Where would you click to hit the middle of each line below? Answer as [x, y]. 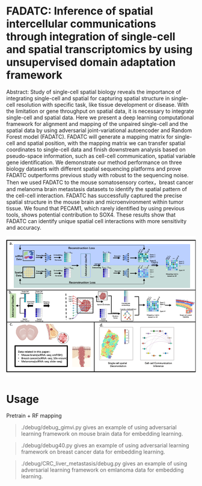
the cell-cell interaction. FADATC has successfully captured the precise [94, 195]
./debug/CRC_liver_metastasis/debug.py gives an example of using [104, 464]
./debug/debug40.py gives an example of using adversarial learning [105, 446]
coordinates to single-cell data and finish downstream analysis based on [96, 150]
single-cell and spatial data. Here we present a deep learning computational [100, 117]
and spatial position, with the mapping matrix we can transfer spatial [101, 143]
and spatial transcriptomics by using [99, 50]
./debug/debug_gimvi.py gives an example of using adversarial [99, 428]
